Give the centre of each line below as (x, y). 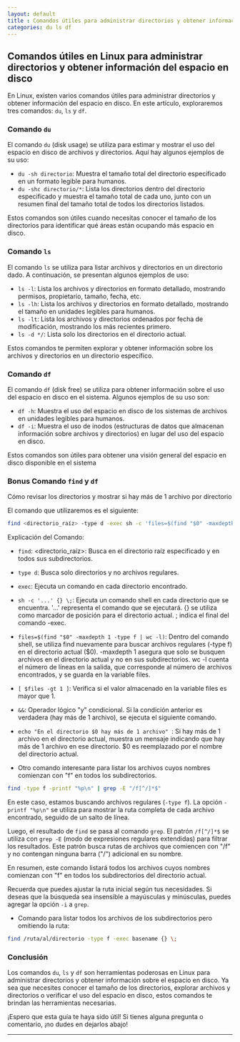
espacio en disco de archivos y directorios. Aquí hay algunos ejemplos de (116, 152)
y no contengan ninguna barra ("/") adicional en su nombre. (95, 854)
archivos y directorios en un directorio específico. (80, 355)
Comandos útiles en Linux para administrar (105, 56)
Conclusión (28, 957)
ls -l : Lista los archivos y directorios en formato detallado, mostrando (121, 288)
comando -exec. (42, 623)
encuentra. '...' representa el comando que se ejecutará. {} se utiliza (117, 608)
